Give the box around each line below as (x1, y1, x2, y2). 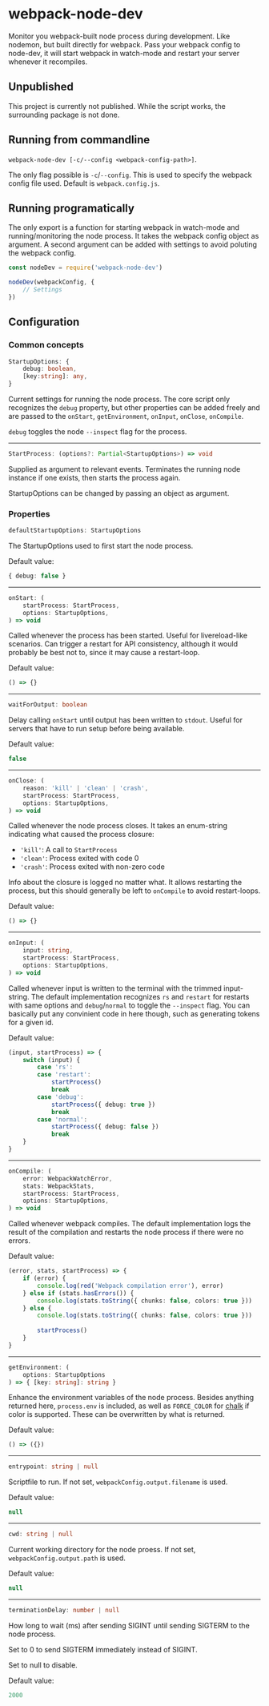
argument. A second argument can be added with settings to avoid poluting (8, 239, 258, 249)
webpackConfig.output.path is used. (8, 1553, 126, 1563)
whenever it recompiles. (8, 57, 88, 66)
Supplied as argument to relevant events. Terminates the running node (8, 464, 241, 473)
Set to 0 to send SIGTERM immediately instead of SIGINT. (8, 1644, 198, 1654)
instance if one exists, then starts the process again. (8, 473, 181, 482)
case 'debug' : (37, 1092, 84, 1101)
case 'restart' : (37, 1071, 91, 1079)
